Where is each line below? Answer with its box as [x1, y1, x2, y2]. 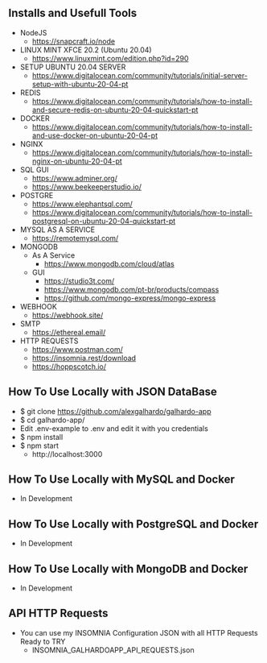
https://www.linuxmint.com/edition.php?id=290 [31, 53, 189, 63]
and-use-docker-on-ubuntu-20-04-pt [31, 131, 158, 140]
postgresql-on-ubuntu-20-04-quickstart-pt [31, 216, 176, 226]
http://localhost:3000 [31, 449, 103, 458]
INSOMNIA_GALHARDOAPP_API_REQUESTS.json [31, 644, 195, 655]
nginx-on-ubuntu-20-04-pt [31, 156, 122, 166]
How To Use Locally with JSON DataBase [8, 385, 217, 399]
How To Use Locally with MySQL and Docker [8, 473, 235, 487]
